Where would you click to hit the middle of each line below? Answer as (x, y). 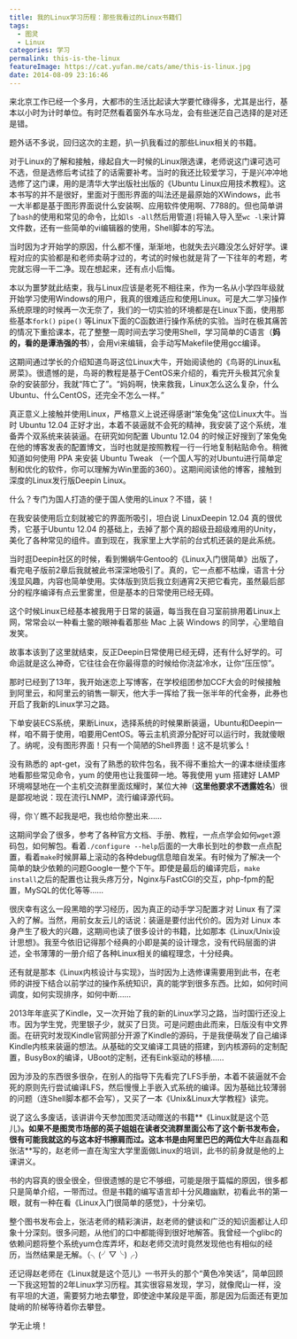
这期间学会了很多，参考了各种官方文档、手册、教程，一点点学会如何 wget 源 (145, 835)
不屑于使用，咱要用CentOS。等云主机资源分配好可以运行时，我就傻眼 (159, 734)
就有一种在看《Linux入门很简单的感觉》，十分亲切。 (118, 1203)
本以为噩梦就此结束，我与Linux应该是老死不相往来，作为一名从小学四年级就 (147, 287)
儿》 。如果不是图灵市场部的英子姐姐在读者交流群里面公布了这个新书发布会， (147, 1128)
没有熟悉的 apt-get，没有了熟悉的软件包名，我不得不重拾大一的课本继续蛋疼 (148, 764)
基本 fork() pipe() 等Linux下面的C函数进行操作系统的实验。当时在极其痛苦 (152, 321)
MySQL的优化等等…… (64, 890)
